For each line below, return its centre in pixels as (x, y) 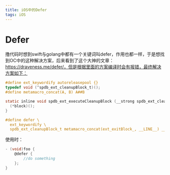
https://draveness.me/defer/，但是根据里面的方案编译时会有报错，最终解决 (83, 67)
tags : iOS (16, 15)
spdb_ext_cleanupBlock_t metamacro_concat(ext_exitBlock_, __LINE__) (84, 129)
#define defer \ (22, 120)
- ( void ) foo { (20, 149)
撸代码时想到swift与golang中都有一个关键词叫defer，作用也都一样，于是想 (83, 54)
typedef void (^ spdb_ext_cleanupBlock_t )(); (53, 88)
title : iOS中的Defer (26, 10)
